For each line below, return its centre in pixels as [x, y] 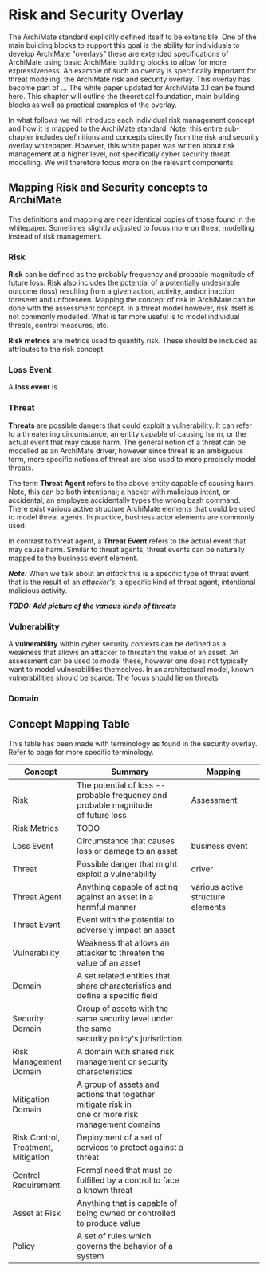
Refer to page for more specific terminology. [81, 752]
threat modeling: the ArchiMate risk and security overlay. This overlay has [130, 79]
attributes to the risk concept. [57, 350]
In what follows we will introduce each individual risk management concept [132, 120]
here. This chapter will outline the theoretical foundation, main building [124, 96]
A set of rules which [114, 1236]
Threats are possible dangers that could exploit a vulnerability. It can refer [130, 425]
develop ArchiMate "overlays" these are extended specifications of [118, 53]
